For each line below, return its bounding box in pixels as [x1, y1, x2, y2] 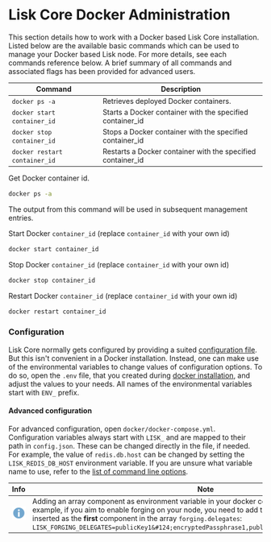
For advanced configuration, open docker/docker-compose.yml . [8, 424, 216, 433]
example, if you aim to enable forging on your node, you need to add [31, 505, 259, 515]
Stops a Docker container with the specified [102, 127, 248, 137]
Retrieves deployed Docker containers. [102, 96, 231, 106]
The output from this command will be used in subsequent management [8, 204, 248, 214]
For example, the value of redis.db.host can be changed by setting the [8, 449, 245, 459]
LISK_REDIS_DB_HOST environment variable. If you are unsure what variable [8, 457, 252, 468]
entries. [8, 213, 34, 222]
